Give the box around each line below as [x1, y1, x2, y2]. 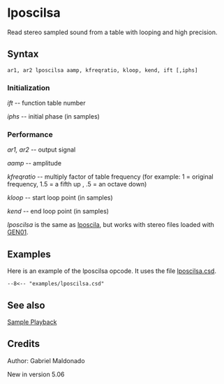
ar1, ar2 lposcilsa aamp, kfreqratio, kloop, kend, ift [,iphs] [7, 66, 198, 74]
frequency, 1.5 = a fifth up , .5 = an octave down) [7, 180, 147, 189]
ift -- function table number [7, 99, 86, 108]
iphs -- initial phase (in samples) [7, 112, 100, 121]
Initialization [7, 82, 50, 92]
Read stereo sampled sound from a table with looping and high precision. [7, 28, 218, 36]
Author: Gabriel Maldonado [7, 356, 85, 364]
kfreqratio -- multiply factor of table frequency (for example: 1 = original [7, 172, 214, 181]
